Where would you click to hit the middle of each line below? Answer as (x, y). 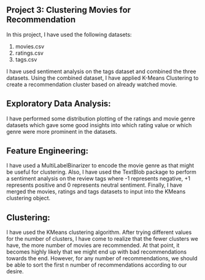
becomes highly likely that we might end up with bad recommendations (97, 252)
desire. (15, 271)
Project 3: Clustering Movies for (68, 10)
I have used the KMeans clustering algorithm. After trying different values (99, 232)
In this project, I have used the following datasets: (69, 34)
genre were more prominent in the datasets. (62, 131)
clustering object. (29, 198)
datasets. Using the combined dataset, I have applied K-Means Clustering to (102, 78)
